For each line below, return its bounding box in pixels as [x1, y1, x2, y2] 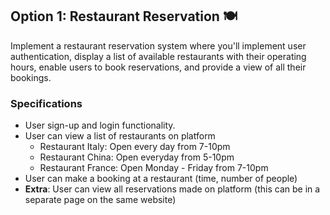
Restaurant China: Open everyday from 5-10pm [39, 151, 235, 163]
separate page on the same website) [24, 194, 177, 206]
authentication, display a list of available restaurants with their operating [10, 50, 307, 62]
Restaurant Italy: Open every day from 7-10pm [39, 141, 231, 153]
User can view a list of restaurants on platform [24, 130, 216, 142]
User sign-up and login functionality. [24, 119, 176, 132]
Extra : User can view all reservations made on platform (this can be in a [24, 183, 321, 195]
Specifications [10, 96, 83, 110]
